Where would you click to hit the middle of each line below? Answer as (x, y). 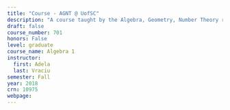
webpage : (20, 96)
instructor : (24, 58)
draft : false (26, 26)
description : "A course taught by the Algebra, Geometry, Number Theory (113, 20)
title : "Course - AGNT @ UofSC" (53, 13)
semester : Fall (29, 77)
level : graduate (30, 45)
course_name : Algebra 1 (41, 52)
